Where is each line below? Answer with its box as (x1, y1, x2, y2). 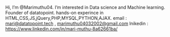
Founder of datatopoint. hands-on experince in (5, 10, 104, 16)
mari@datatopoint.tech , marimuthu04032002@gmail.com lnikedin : (5, 20, 149, 26)
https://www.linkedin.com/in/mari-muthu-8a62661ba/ (5, 26, 118, 32)
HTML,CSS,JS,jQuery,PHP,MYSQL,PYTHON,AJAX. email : (5, 15, 127, 21)
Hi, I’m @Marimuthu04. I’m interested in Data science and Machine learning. (5, 5, 165, 10)
